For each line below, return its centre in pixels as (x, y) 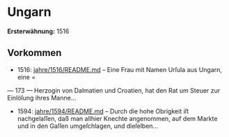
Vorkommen (34, 53)
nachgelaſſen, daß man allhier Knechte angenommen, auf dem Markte (117, 118)
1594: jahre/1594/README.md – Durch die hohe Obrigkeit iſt (103, 111)
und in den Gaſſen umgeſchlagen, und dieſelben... (88, 126)
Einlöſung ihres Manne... (42, 98)
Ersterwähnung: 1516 (38, 31)
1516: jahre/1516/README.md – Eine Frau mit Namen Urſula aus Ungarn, (120, 69)
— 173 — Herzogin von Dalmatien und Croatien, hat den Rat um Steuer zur (114, 90)
